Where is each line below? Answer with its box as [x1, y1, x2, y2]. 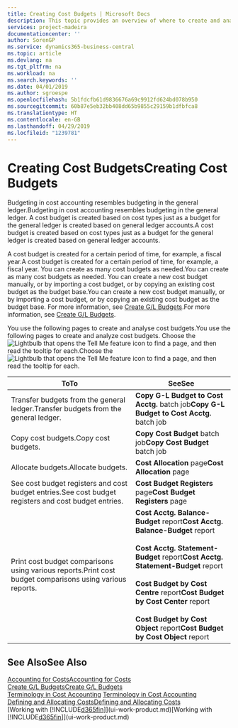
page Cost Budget [135, 487, 196, 497]
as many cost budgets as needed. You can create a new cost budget [7, 273, 208, 281]
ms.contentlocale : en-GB [7, 116, 81, 123]
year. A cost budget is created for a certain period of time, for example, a [7, 257, 218, 266]
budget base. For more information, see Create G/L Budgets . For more [7, 303, 210, 311]
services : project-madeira [7, 23, 87, 31]
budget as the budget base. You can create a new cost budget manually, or [7, 288, 225, 296]
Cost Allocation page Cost [135, 458, 224, 468]
